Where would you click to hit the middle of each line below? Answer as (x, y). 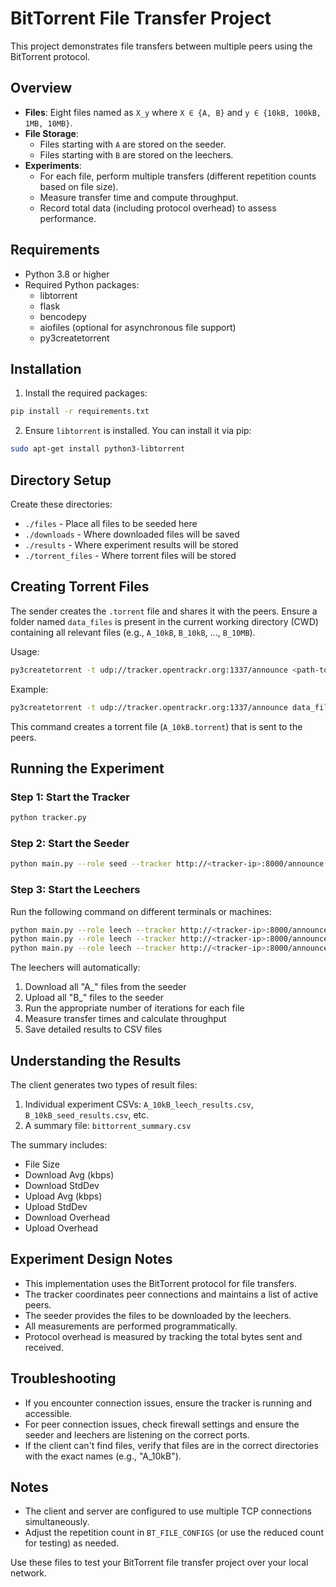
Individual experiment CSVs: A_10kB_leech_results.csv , (139, 1104)
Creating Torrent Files (80, 587)
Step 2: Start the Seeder (70, 843)
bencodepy (63, 316)
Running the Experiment (87, 768)
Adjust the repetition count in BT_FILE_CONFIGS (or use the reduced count (174, 1533)
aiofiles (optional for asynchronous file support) (138, 327)
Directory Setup (61, 480)
